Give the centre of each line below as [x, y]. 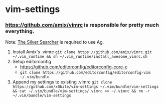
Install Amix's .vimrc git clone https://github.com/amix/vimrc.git [82, 52]
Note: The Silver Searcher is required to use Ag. [55, 42]
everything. [20, 31]
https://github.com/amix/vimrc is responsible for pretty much [82, 25]
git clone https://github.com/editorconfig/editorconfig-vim [85, 73]
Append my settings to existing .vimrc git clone [62, 82]
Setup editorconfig [32, 62]
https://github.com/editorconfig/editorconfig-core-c [74, 67]
